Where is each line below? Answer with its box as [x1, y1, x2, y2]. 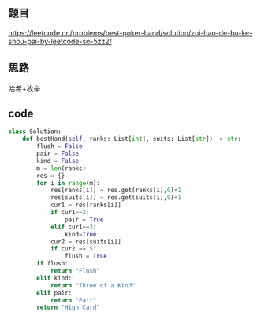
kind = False [36, 157, 80, 165]
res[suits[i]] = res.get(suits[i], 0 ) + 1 [50, 194, 181, 202]
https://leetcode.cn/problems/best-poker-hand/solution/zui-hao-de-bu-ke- [8, 28, 253, 37]
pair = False [36, 150, 80, 158]
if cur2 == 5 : [50, 245, 97, 253]
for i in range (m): [36, 179, 101, 187]
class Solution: [8, 128, 62, 135]
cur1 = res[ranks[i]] [50, 201, 122, 210]
